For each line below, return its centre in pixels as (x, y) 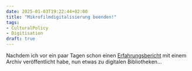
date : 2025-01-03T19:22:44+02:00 (47, 11)
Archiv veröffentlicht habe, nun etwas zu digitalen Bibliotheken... (84, 62)
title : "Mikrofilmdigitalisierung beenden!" (61, 17)
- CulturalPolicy (27, 28)
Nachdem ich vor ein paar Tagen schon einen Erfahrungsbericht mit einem (96, 55)
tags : (13, 22)
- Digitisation (25, 33)
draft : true (21, 39)
